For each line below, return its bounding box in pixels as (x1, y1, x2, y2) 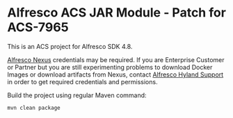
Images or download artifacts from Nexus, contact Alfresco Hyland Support (7, 70, 224, 79)
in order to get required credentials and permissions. (7, 77, 158, 86)
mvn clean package (7, 104, 61, 111)
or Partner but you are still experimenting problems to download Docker (7, 63, 213, 71)
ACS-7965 (7, 19, 69, 35)
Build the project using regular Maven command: (7, 91, 147, 99)
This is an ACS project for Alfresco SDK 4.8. (7, 42, 133, 50)
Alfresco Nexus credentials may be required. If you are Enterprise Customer (7, 55, 225, 63)
